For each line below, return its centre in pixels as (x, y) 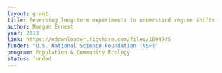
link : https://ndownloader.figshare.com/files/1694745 (89, 40)
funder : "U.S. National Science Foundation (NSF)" (83, 46)
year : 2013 (23, 33)
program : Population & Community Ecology (69, 53)
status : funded (30, 59)
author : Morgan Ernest (40, 26)
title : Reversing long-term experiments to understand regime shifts (111, 20)
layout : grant (28, 14)
